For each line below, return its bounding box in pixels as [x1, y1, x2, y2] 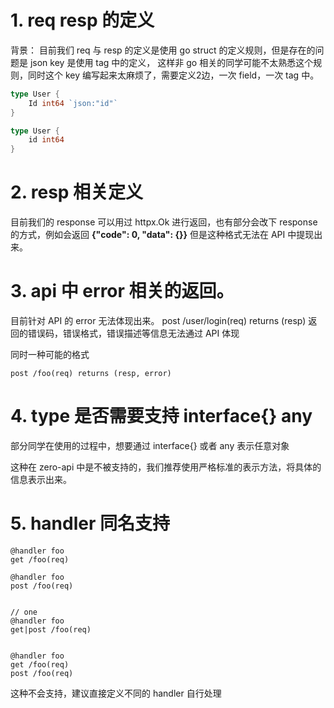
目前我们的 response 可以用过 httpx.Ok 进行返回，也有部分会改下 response [10, 216, 318, 228]
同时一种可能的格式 [10, 349, 90, 361]
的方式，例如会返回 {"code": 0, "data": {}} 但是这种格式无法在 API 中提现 [10, 229, 315, 241]
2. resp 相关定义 [10, 181, 144, 204]
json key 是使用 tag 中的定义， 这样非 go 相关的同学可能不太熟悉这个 [29, 56, 314, 68]
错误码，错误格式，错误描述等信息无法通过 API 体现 [27, 327, 240, 340]
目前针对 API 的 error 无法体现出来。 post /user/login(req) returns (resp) [10, 315, 307, 327]
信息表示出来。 [10, 474, 72, 485]
